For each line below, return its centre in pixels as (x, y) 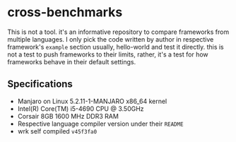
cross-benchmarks (65, 12)
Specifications (40, 84)
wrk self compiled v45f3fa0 (57, 131)
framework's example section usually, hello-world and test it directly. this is (116, 47)
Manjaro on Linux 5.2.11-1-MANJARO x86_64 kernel (92, 101)
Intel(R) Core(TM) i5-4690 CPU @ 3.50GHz (81, 108)
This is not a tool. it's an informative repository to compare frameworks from (118, 32)
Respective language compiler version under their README (100, 124)
